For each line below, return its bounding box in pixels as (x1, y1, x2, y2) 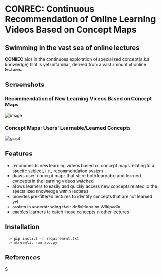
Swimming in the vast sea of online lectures (5, 43, 140, 52)
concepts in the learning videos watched (12, 178, 94, 184)
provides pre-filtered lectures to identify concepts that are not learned (12, 193, 153, 199)
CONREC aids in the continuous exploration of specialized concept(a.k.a (5, 56, 150, 62)
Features (5, 150, 32, 158)
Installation (5, 223, 40, 231)
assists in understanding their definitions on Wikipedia (12, 204, 121, 209)
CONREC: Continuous (5, 3, 95, 15)
